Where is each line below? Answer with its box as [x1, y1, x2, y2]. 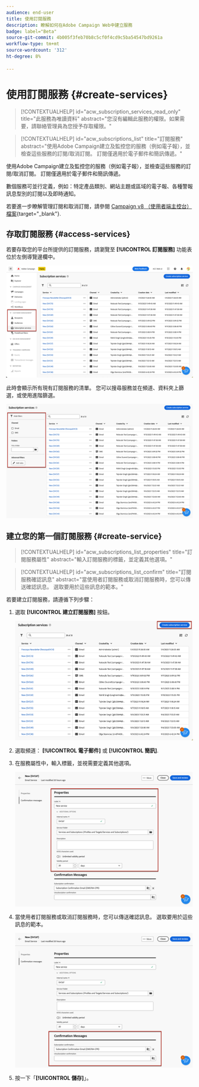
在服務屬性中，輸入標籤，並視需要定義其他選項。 [14, 759, 134, 766]
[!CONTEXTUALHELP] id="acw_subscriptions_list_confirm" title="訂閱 [20, 568, 191, 576]
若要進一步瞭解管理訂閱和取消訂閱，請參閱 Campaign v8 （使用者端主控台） [6, 203, 192, 210]
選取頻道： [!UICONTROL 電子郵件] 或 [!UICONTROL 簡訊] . [14, 747, 159, 754]
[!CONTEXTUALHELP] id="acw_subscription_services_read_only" [20, 108, 181, 115]
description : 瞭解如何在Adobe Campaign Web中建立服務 [6, 22, 133, 28]
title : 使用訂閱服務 [6, 15, 52, 22]
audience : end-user [6, 10, 54, 15]
